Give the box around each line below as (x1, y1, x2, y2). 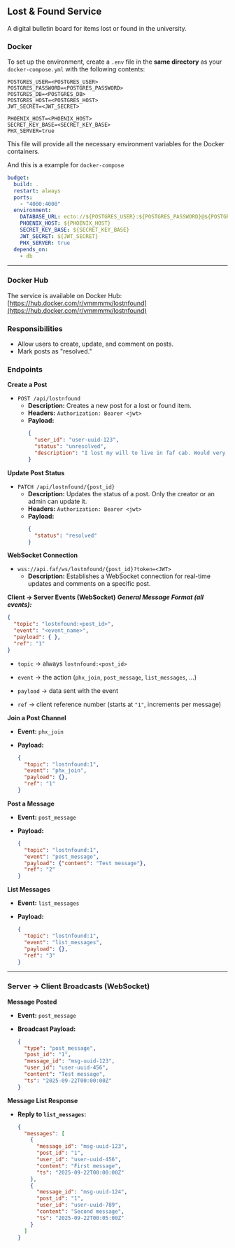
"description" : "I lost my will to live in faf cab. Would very (34, 449, 226, 456)
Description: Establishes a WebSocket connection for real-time (27, 572, 211, 580)
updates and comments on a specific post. (27, 580, 151, 588)
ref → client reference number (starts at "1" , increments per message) (17, 700, 222, 708)
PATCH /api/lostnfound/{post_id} (17, 483, 115, 491)
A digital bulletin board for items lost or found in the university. (7, 24, 187, 32)
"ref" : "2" (24, 866, 56, 874)
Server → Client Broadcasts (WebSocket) (7, 981, 150, 991)
